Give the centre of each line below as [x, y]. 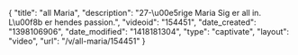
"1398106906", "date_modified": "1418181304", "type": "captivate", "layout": [149, 31]
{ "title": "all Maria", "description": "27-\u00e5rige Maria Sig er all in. [135, 13]
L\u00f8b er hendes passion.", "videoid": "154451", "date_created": [133, 22]
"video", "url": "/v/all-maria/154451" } [77, 41]
